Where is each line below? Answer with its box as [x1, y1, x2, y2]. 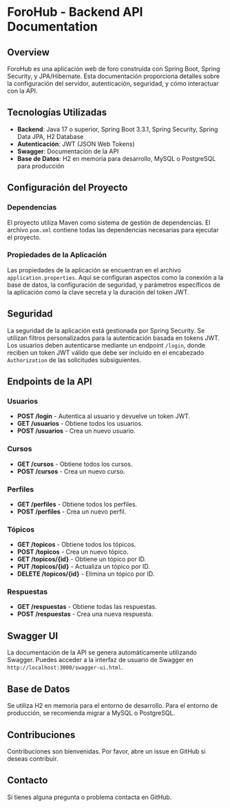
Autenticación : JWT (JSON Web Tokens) [17, 140, 136, 148]
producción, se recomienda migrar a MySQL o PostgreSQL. [7, 709, 176, 717]
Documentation [7, 19, 98, 35]
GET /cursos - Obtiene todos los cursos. [17, 460, 133, 468]
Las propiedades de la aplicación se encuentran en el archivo [7, 265, 181, 274]
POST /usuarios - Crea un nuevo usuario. [17, 426, 136, 435]
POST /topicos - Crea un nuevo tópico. [17, 547, 129, 556]
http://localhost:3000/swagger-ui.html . [7, 663, 123, 671]
